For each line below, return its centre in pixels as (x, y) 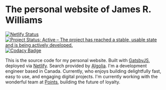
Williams (24, 20)
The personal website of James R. (78, 9)
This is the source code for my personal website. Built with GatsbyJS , (78, 60)
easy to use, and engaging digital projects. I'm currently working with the (82, 76)
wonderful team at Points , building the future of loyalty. (63, 82)
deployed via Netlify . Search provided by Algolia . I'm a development (76, 66)
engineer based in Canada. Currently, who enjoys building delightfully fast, (83, 71)
